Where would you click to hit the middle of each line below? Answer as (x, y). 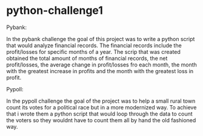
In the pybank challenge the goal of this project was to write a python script (101, 39)
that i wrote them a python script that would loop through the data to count (99, 114)
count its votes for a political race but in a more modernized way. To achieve (101, 107)
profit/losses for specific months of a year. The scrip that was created (93, 51)
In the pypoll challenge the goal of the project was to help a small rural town (101, 101)
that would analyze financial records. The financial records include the (94, 45)
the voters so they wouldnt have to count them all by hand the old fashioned (101, 120)
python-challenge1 (55, 11)
